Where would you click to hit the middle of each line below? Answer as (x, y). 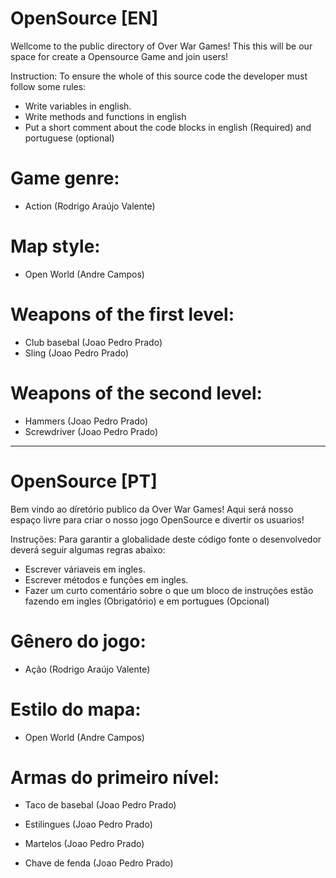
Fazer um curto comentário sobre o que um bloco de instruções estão (169, 590)
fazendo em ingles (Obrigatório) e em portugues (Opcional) (147, 601)
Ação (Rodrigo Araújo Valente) (87, 669)
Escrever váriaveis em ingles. (85, 569)
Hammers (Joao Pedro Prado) (86, 421)
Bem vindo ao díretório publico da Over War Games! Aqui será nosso (152, 509)
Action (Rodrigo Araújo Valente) (90, 206)
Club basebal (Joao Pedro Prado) (93, 342)
